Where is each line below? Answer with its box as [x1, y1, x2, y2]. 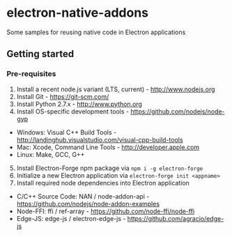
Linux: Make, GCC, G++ [16, 150, 85, 158]
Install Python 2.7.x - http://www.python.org [16, 100, 142, 108]
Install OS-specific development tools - [16, 107, 130, 116]
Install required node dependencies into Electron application [16, 178, 190, 187]
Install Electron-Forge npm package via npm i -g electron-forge [16, 164, 203, 172]
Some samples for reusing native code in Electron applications [6, 28, 186, 36]
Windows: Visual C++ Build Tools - [16, 128, 117, 137]
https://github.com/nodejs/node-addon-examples [16, 199, 160, 208]
